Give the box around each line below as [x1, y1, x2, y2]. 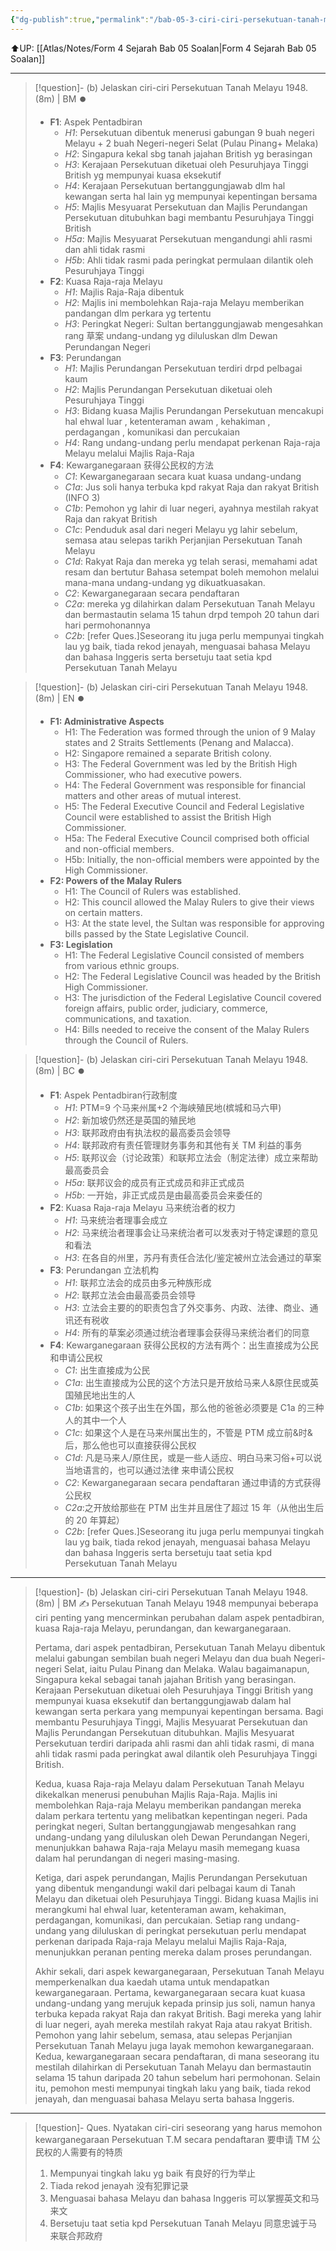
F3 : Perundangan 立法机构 [49, 1264, 160, 1276]
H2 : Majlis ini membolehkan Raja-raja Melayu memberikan [64, 296, 305, 308]
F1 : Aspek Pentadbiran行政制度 [49, 1089, 178, 1101]
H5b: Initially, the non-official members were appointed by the [64, 853, 320, 865]
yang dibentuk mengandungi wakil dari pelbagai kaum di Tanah [34, 1882, 296, 1894]
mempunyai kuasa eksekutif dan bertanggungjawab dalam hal [34, 1694, 292, 1706]
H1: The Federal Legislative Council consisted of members [64, 949, 305, 961]
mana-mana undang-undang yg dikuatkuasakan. [64, 576, 266, 588]
